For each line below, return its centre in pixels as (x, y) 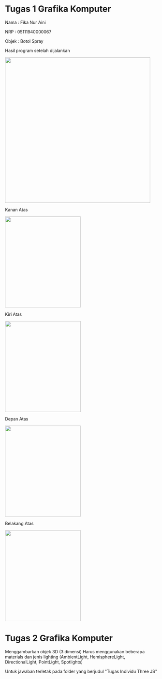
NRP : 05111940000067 (28, 32)
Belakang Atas (19, 523)
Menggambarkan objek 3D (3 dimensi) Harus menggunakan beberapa (75, 651)
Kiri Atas (14, 314)
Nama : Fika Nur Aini (25, 22)
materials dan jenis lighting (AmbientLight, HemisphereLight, (65, 657)
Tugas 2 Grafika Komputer (59, 638)
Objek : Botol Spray (24, 41)
